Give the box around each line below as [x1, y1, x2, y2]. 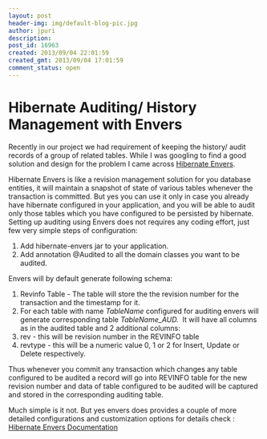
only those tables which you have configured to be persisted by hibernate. [8, 208, 254, 218]
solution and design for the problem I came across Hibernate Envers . [8, 159, 236, 168]
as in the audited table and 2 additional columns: [19, 323, 180, 332]
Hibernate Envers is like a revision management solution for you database [8, 174, 251, 184]
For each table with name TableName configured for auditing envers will [19, 306, 259, 316]
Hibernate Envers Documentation [8, 422, 119, 432]
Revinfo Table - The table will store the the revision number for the [19, 289, 239, 299]
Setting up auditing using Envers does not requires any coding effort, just [8, 217, 250, 227]
